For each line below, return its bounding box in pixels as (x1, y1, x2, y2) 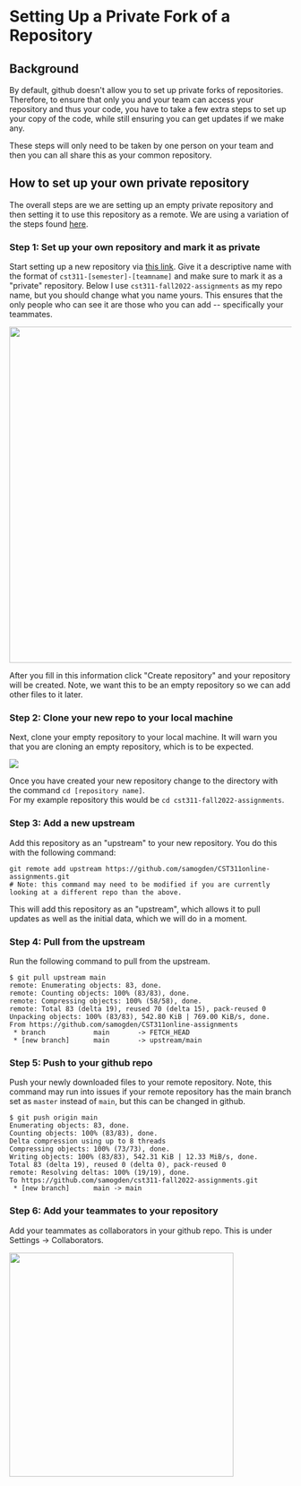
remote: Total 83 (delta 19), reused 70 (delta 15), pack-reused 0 (9, 1005, 267, 1014)
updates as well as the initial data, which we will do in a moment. (9, 912, 248, 924)
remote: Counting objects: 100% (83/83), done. (9, 989, 191, 998)
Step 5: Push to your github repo (9, 1056, 153, 1068)
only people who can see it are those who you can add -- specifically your (9, 299, 284, 310)
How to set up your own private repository (9, 176, 250, 191)
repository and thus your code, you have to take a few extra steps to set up (9, 104, 287, 114)
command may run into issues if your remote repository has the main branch (9, 1086, 292, 1097)
